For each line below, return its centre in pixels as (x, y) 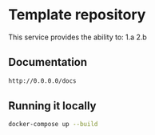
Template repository (77, 15)
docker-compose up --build (53, 125)
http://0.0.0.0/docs (43, 81)
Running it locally (52, 106)
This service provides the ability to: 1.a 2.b (78, 37)
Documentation (48, 62)
